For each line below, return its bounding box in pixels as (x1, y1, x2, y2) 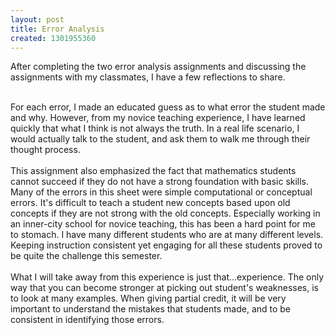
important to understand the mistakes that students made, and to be (10, 303, 292, 315)
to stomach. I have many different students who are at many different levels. (10, 229, 324, 241)
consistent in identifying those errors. (10, 314, 165, 326)
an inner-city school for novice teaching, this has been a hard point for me (10, 218, 316, 230)
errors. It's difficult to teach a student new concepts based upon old (10, 197, 291, 209)
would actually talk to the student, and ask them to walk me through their (10, 133, 311, 145)
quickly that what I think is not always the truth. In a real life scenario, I (10, 122, 300, 135)
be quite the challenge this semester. (10, 250, 163, 262)
